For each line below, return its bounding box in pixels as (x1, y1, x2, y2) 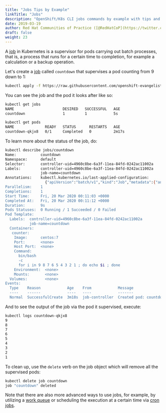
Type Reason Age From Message (9, 285, 134, 291)
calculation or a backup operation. (5, 59, 75, 65)
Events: (5, 281, 21, 286)
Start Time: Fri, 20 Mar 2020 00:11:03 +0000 (5, 193, 110, 198)
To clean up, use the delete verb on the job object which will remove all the (5, 364, 158, 369)
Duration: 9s (5, 203, 45, 208)
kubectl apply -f (5, 83, 41, 88)
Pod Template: (5, 212, 35, 217)
